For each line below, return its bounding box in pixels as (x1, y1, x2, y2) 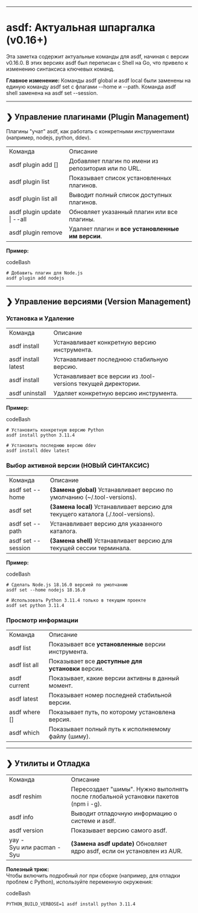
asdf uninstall (9, 389, 47, 398)
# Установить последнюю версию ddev (6, 443, 96, 449)
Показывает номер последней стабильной (48, 691, 172, 699)
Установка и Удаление (6, 314, 75, 323)
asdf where (9, 708, 41, 717)
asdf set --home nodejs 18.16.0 (6, 587, 85, 593)
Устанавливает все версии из (53, 372, 138, 380)
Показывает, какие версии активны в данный (48, 674, 180, 682)
